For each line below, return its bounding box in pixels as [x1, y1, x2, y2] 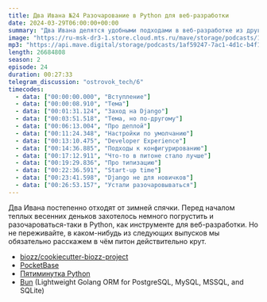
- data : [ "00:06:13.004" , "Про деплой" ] [15, 122, 151, 130]
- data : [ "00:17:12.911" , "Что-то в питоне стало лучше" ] [15, 151, 212, 159]
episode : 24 [8, 63, 48, 71]
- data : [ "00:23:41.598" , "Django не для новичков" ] [15, 174, 194, 182]
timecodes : [8, 85, 44, 94]
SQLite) [19, 285, 45, 295]
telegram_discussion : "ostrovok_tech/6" [8, 78, 145, 86]
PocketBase [19, 260, 60, 270]
